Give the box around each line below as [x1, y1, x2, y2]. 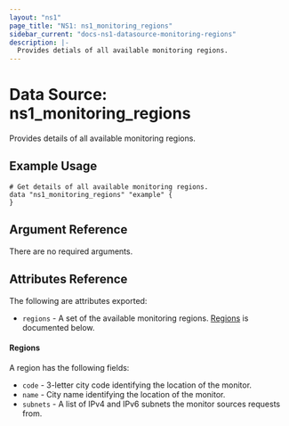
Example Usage [9, 159, 98, 174]
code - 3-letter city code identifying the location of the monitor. [21, 380, 252, 390]
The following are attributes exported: [9, 295, 148, 306]
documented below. [21, 322, 95, 332]
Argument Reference [9, 222, 128, 237]
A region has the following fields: [9, 362, 130, 373]
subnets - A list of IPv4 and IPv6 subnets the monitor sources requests [21, 398, 281, 409]
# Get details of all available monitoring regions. [9, 182, 209, 192]
